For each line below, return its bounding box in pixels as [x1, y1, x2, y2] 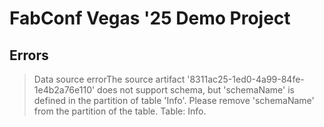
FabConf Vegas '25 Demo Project [9, 7, 291, 30]
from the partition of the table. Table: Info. [33, 105, 207, 117]
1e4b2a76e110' [33, 84, 96, 96]
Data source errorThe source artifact [33, 73, 186, 85]
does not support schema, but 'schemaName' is [97, 84, 295, 96]
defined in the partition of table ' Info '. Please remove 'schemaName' [33, 95, 315, 106]
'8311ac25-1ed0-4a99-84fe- [187, 73, 305, 85]
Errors [9, 47, 49, 64]
